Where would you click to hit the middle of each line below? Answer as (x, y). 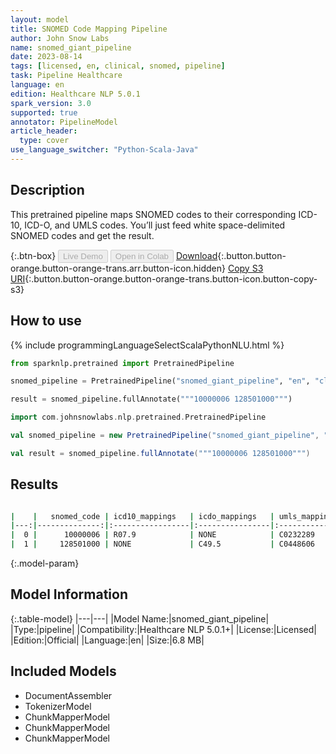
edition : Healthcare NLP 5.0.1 (75, 94)
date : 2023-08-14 (46, 57)
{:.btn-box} (33, 255)
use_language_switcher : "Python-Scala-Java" (104, 150)
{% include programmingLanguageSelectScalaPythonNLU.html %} (147, 345)
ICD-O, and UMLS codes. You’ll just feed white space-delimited (155, 225)
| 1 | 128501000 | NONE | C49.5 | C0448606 (162, 544)
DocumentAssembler (68, 695)
